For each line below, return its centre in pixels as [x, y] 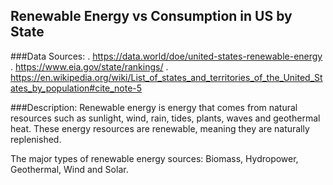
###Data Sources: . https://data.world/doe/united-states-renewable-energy [166, 56]
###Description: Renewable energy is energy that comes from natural [154, 107]
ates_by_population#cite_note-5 [76, 88]
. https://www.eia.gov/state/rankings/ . [89, 66]
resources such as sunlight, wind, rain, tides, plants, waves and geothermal [165, 118]
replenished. [36, 139]
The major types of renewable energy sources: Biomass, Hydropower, [154, 158]
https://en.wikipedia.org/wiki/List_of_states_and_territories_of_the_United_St [166, 77]
